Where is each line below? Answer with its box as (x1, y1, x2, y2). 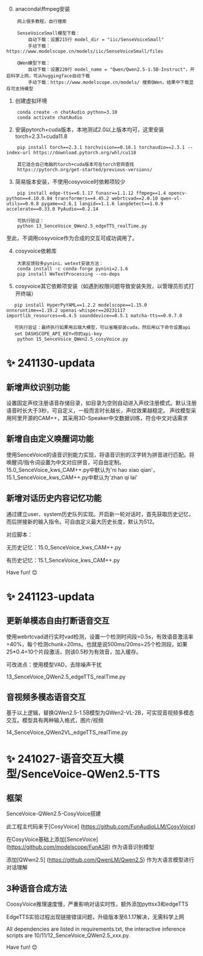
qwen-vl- (160, 195, 182, 201)
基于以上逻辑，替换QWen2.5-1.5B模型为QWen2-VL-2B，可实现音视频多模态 (6, 709, 195, 716)
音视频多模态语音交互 (6, 692, 86, 702)
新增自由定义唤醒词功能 (6, 434, 94, 444)
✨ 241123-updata (6, 589, 95, 603)
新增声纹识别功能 (6, 382, 70, 392)
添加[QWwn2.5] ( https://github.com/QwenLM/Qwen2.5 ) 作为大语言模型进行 (6, 856, 195, 863)
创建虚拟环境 (14, 97, 47, 104)
